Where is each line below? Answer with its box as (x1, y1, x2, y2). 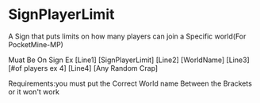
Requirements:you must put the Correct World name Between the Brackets (8, 79, 252, 88)
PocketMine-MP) (8, 39, 63, 49)
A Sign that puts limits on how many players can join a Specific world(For (8, 31, 247, 41)
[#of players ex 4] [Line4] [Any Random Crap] (8, 63, 159, 72)
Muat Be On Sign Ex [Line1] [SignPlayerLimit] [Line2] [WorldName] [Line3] (8, 55, 250, 64)
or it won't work (8, 86, 59, 96)
